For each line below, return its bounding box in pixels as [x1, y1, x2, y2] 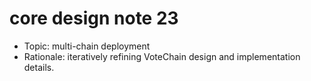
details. [23, 61, 55, 73]
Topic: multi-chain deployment [23, 40, 151, 52]
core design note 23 [9, 7, 179, 30]
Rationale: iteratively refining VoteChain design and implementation [23, 50, 301, 62]
